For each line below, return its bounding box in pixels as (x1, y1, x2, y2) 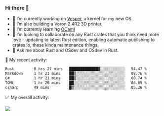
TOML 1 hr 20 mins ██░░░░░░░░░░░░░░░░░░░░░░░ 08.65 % (5, 80, 147, 85)
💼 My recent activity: (5, 57, 47, 63)
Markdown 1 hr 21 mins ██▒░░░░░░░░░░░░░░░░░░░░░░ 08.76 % (5, 71, 147, 76)
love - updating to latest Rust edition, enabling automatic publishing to (12, 37, 155, 43)
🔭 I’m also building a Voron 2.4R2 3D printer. (12, 21, 103, 27)
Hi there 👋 (5, 4, 30, 11)
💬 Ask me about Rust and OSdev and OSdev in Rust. (12, 47, 119, 54)
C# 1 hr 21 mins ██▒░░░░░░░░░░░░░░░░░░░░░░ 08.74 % (5, 76, 147, 81)
